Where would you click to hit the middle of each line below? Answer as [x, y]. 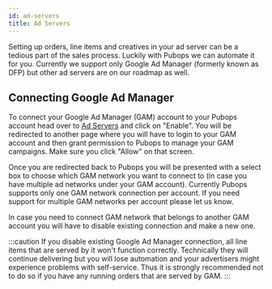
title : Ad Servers [39, 23]
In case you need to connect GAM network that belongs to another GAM [129, 217]
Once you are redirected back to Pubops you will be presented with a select [135, 168]
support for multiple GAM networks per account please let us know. [121, 202]
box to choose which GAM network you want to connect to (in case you [128, 176]
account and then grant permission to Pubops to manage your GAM [121, 143]
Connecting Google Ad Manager [91, 98]
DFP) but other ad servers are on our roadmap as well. [99, 72]
